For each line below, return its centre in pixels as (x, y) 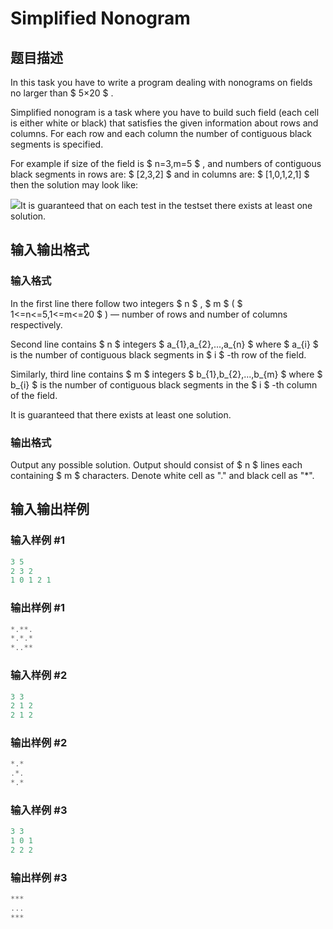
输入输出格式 (50, 250)
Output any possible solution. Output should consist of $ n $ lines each (156, 464)
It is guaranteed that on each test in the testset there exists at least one (166, 205)
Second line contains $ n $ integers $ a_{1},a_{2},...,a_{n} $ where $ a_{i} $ (164, 344)
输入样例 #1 (37, 540)
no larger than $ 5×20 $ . (62, 93)
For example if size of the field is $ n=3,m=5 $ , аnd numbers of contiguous (166, 163)
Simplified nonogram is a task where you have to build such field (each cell (165, 112)
